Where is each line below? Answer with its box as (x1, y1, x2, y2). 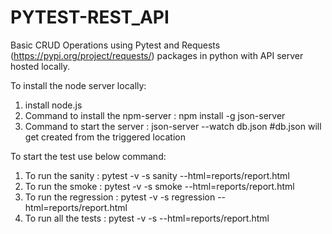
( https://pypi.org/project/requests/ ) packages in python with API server (10, 49, 304, 61)
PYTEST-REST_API (10, 6, 170, 29)
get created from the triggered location (24, 131, 186, 143)
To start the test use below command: (10, 150, 167, 162)
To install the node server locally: (10, 79, 147, 91)
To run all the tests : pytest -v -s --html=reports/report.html (24, 212, 270, 224)
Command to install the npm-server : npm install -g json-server (24, 109, 286, 121)
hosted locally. (10, 60, 71, 72)
